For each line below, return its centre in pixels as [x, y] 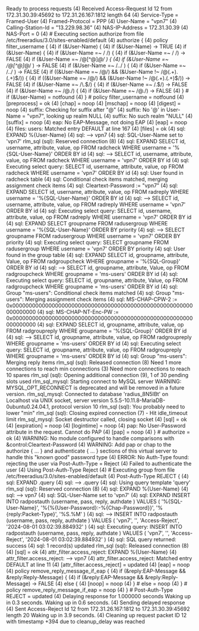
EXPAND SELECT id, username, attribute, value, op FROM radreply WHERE [97, 192]
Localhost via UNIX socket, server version [57, 400]
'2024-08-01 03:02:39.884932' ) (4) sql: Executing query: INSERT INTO [94, 527]
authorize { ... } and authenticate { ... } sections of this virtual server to [92, 451]
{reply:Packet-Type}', [32, 514]
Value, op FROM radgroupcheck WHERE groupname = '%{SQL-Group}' [93, 261]
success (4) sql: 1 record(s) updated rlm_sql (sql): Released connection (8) [97, 546]
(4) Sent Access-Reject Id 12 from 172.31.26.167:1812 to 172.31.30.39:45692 [98, 609]
